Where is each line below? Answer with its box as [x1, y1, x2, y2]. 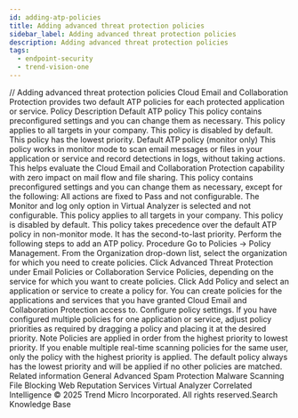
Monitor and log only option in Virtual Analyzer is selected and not [9, 200, 252, 211]
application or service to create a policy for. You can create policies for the [9, 285, 283, 296]
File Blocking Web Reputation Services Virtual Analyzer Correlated [9, 380, 253, 390]
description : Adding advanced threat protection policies [9, 37, 229, 47]
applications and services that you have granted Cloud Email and [9, 294, 247, 305]
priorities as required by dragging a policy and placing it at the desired [9, 323, 267, 334]
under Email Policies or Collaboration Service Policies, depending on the [9, 266, 274, 277]
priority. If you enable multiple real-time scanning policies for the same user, [9, 342, 289, 352]
